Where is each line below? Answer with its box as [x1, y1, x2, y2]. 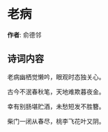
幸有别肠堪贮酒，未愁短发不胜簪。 [7, 102, 105, 110]
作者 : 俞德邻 [7, 31, 42, 39]
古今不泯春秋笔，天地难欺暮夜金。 [7, 88, 105, 96]
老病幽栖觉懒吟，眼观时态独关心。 [7, 72, 105, 81]
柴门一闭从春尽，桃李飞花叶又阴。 [7, 117, 105, 125]
